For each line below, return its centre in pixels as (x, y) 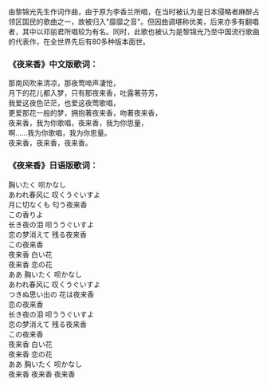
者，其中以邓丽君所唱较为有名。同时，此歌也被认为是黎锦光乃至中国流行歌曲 (134, 32)
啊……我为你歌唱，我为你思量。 (60, 133)
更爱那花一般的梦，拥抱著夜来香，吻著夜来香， (85, 113)
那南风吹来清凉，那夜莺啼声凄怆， (64, 83)
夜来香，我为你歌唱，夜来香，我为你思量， (78, 123)
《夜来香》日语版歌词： (53, 166)
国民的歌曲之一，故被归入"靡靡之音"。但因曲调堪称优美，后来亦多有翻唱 (141, 22)
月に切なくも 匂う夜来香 (48, 204)
